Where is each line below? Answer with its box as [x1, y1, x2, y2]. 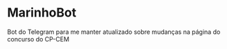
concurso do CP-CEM [7, 35, 70, 43]
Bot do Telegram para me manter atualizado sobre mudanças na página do [7, 28, 221, 36]
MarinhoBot [7, 5, 77, 21]
